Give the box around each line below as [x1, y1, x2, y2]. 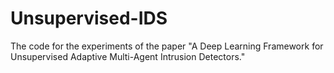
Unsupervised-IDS [10, 7, 168, 30]
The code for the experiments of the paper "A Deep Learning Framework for [10, 40, 324, 52]
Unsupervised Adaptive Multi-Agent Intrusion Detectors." [10, 50, 246, 62]
